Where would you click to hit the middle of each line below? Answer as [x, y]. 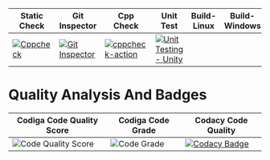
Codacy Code [221, 120]
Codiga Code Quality [57, 120]
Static [32, 16]
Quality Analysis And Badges [108, 95]
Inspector [78, 26]
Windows [242, 26]
